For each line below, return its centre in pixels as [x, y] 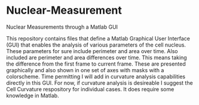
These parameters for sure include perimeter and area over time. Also [92, 51]
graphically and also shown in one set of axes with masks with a [85, 70]
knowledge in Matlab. [33, 95]
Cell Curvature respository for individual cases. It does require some [90, 89]
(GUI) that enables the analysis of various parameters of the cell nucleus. [96, 45]
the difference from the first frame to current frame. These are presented [96, 64]
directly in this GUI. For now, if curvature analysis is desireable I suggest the [99, 83]
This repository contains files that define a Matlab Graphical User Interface [98, 38]
